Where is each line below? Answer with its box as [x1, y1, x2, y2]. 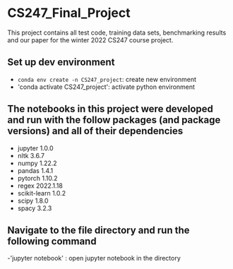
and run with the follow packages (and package [7, 114, 221, 126]
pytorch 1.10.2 [17, 174, 58, 182]
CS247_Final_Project [7, 5, 131, 21]
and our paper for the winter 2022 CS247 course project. [7, 35, 174, 44]
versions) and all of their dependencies [7, 125, 184, 137]
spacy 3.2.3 [17, 203, 52, 213]
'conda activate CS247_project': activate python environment [17, 83, 196, 91]
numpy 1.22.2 [17, 159, 58, 167]
